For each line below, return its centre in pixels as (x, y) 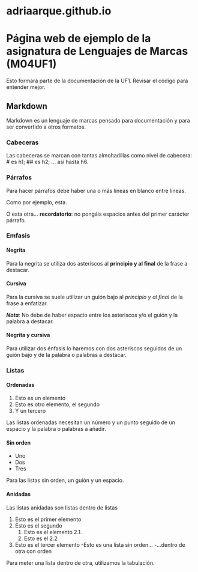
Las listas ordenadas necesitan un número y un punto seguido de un (91, 422)
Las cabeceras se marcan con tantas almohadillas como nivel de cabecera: (99, 156)
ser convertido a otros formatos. (46, 127)
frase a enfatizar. (27, 303)
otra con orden (33, 551)
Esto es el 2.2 (41, 538)
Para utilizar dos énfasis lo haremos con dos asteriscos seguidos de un (94, 348)
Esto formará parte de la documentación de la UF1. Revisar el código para (97, 81)
